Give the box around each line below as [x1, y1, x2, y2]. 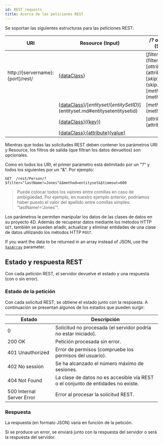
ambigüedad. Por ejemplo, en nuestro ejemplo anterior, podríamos [16, 194, 149, 200]
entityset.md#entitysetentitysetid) [60, 107, 138, 114]
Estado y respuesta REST [5, 258, 83, 266]
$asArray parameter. [5, 244, 46, 249]
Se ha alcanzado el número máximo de [55, 360, 144, 367]
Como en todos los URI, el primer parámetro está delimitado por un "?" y [5, 161, 150, 167]
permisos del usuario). [55, 352, 107, 359]
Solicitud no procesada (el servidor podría [55, 324, 151, 331]
